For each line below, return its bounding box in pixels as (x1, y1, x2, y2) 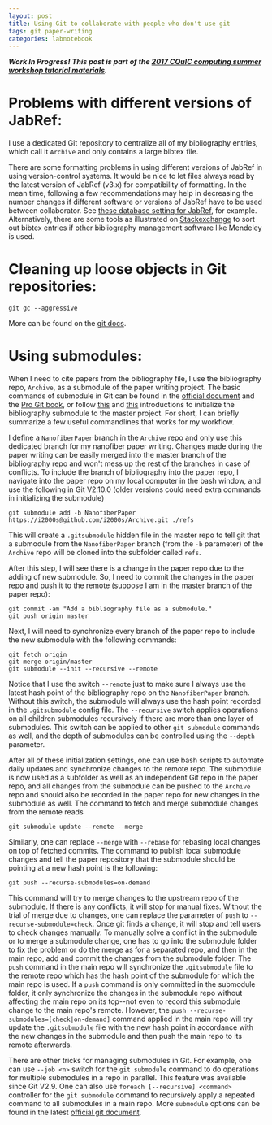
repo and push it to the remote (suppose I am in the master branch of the (8, 580, 253, 590)
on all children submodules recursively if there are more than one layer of (8, 714, 254, 723)
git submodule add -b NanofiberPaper (8, 509, 136, 517)
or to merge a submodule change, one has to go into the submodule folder (8, 936, 257, 946)
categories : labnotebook (8, 34, 93, 43)
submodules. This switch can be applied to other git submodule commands (8, 723, 260, 732)
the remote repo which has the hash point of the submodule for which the (8, 971, 255, 980)
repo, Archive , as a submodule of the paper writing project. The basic (8, 383, 241, 393)
